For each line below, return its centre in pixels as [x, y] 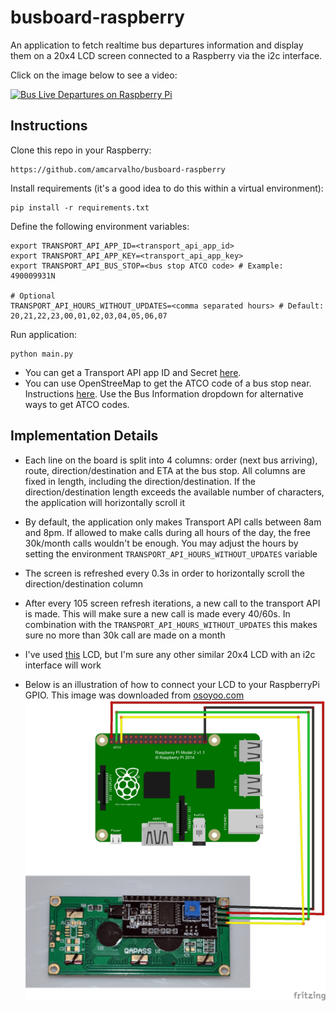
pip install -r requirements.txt [80, 207]
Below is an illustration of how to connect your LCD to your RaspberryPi [172, 684]
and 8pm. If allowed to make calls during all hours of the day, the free [167, 532]
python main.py [42, 354]
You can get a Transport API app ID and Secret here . [133, 372]
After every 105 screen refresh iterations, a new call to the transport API [172, 603]
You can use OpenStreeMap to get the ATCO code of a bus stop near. [168, 383]
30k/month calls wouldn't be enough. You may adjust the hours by [161, 543]
